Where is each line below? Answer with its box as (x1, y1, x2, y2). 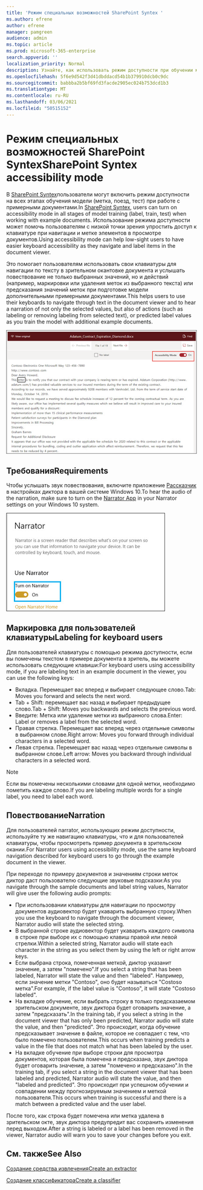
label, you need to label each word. (6, 792, 94, 800)
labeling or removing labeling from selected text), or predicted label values (6, 311, 192, 319)
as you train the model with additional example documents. (6, 318, 153, 325)
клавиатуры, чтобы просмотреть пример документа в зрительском (6, 839, 182, 846)
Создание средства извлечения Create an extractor (6, 1165, 137, 1172)
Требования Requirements (6, 465, 109, 476)
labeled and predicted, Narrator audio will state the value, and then (14, 1075, 182, 1082)
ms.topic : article (6, 42, 53, 48)
